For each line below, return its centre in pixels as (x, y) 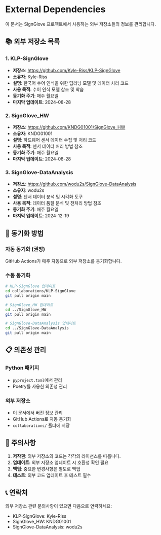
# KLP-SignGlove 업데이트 (30, 286)
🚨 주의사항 (21, 443)
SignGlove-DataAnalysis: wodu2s (47, 527)
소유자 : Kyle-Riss (30, 77)
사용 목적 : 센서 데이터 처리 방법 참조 (48, 146)
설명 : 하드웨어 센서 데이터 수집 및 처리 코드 (54, 140)
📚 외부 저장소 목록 (33, 42)
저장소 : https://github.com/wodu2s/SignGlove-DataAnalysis (74, 184)
